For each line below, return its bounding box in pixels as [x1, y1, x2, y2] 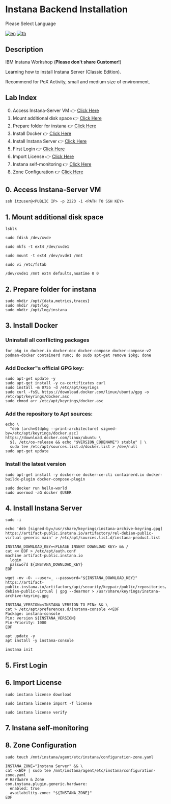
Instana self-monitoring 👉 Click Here [12, 161, 92, 167]
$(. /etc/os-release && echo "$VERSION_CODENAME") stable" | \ [10, 440, 147, 445]
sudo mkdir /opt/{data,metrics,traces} [5, 298, 90, 304]
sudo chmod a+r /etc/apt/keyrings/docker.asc [5, 398, 103, 403]
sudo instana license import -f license [5, 701, 93, 706]
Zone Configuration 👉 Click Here [12, 169, 83, 175]
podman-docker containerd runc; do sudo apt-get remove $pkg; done [5, 353, 152, 358]
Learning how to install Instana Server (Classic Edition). [5, 68, 121, 75]
